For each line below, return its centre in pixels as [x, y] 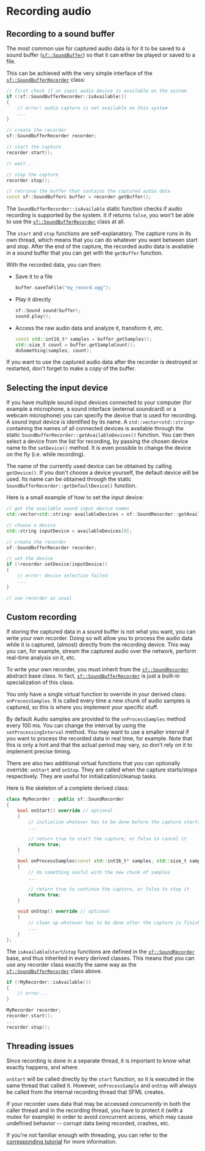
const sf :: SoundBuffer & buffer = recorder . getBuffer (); [79, 197]
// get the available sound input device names [68, 509]
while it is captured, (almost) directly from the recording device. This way [98, 644]
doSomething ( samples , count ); [54, 350]
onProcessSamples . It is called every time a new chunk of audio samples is [98, 701]
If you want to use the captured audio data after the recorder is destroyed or [102, 362]
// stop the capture [33, 175]
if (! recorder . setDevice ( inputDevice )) [57, 565]
